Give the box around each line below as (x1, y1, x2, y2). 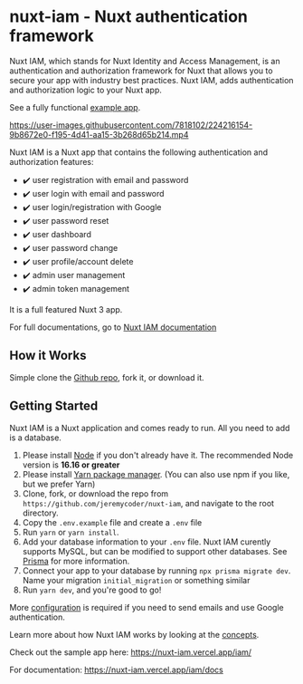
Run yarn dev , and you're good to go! (22, 584, 162, 595)
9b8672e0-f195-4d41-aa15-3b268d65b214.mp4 (9, 129, 189, 140)
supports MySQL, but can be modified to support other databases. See (22, 545, 288, 556)
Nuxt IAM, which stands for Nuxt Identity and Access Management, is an (9, 55, 280, 66)
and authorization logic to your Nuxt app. (9, 84, 163, 95)
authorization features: (9, 156, 94, 167)
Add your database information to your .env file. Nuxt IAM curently (22, 536, 271, 547)
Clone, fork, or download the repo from (22, 487, 169, 499)
